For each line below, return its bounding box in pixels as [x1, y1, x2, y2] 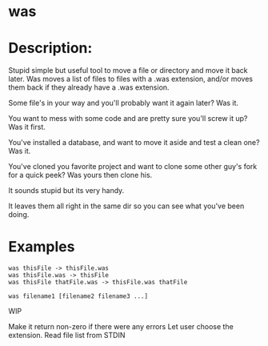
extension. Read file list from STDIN [8, 331, 126, 340]
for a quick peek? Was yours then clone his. [8, 171, 153, 180]
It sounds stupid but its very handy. [8, 186, 125, 195]
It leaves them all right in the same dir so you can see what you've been [8, 201, 245, 211]
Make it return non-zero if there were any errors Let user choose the [8, 322, 234, 332]
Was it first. [8, 123, 46, 132]
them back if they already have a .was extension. [8, 82, 170, 92]
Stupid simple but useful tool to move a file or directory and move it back [8, 66, 248, 75]
